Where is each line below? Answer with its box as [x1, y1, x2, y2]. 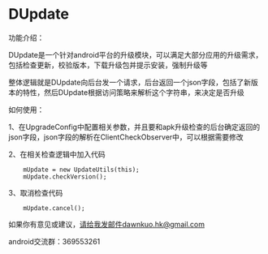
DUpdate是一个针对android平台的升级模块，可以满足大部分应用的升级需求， [8, 50, 263, 59]
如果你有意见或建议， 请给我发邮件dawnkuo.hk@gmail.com [8, 219, 205, 229]
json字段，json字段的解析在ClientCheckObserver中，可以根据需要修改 [8, 131, 244, 142]
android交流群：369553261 [8, 236, 101, 246]
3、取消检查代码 [8, 187, 63, 197]
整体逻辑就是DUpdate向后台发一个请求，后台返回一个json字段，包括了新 [8, 77, 252, 87]
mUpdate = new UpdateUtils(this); [23, 166, 140, 174]
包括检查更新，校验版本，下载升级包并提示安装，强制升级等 [8, 60, 208, 70]
